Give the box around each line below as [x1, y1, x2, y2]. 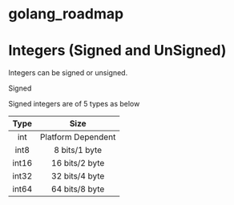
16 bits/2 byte [50, 158, 105, 169]
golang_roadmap [8, 5, 124, 23]
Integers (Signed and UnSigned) [8, 42, 227, 60]
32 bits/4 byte [50, 171, 105, 182]
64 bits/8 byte [50, 183, 105, 195]
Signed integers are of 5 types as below [8, 99, 140, 109]
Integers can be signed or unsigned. [8, 68, 128, 78]
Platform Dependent [39, 131, 116, 143]
